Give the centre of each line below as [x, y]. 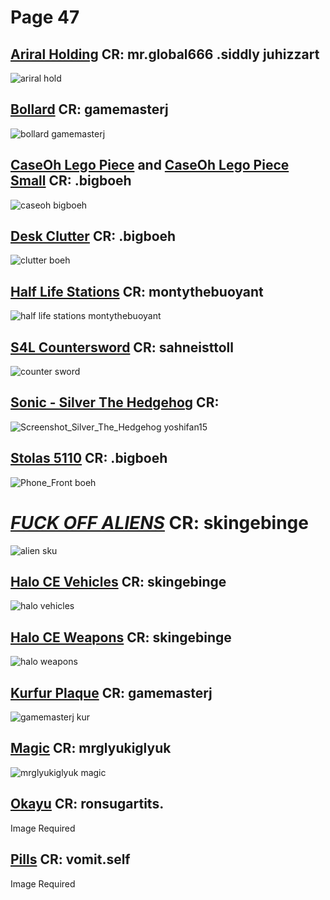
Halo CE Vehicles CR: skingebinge [118, 582]
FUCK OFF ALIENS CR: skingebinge [159, 522]
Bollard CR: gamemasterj [89, 109]
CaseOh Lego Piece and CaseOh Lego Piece [150, 165]
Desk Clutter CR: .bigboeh [93, 236]
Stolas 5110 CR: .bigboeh [89, 458]
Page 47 [45, 17]
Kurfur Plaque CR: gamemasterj [111, 692]
